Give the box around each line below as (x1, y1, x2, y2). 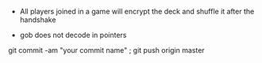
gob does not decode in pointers (19, 31, 127, 39)
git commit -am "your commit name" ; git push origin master (8, 46, 205, 54)
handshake (19, 15, 56, 24)
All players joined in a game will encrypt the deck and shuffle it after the (19, 7, 255, 16)
